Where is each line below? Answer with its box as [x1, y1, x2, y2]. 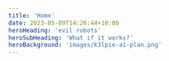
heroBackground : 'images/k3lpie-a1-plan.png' [8, 41, 162, 49]
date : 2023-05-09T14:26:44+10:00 [8, 19, 120, 27]
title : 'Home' [8, 11, 56, 20]
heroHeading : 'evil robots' [8, 26, 102, 34]
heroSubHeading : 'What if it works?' [8, 33, 134, 42]
